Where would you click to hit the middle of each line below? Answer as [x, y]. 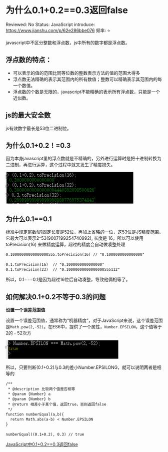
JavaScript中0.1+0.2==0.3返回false [42, 444]
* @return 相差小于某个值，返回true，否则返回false [57, 404]
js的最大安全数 [28, 115]
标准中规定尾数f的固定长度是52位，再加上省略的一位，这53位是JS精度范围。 [84, 232]
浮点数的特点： [29, 60]
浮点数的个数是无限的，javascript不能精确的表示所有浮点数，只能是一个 [86, 92]
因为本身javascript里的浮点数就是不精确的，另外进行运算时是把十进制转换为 [84, 159]
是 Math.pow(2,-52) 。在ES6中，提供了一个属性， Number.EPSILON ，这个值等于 [84, 327]
